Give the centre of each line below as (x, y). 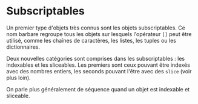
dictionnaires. (23, 47)
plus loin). (19, 78)
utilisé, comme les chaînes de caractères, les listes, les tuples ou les (91, 40)
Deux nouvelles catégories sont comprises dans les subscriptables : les (96, 58)
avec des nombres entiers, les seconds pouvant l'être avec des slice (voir (99, 71)
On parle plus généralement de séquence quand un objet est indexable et (98, 89)
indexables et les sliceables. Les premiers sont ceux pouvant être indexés (98, 65)
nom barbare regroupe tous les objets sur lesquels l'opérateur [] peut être (99, 34)
